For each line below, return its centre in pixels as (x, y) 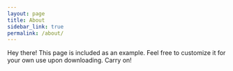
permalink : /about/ (36, 33)
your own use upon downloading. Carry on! (70, 61)
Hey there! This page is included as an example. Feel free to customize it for (116, 53)
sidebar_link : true (36, 26)
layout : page (26, 14)
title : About (26, 20)
